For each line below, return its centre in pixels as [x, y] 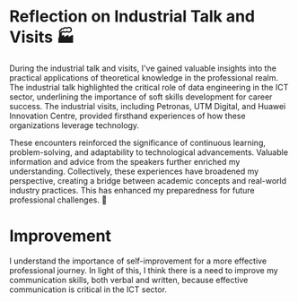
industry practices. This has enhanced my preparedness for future [132, 190]
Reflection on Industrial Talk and [132, 17]
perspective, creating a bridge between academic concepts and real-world [148, 180]
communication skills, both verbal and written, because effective [129, 280]
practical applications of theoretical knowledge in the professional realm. [144, 77]
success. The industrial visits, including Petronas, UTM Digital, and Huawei [148, 106]
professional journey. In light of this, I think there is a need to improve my [144, 270]
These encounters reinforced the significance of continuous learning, [138, 142]
